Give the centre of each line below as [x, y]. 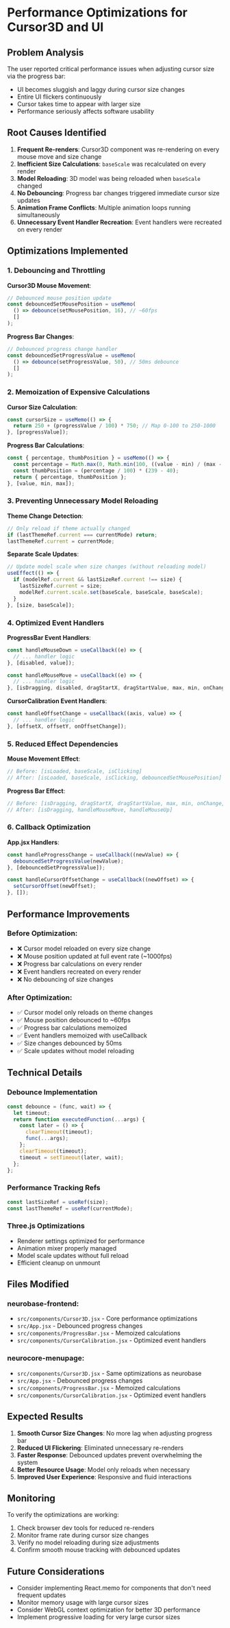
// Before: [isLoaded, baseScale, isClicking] [75, 772]
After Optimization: [40, 997]
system [27, 1462]
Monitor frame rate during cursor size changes [83, 1535]
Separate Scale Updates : [43, 554]
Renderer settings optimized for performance [81, 1241]
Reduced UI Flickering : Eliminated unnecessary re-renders [100, 1448]
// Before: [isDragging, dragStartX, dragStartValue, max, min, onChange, [116, 803]
